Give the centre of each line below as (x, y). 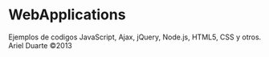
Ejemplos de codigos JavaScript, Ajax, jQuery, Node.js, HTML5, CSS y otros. (135, 37)
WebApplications (67, 15)
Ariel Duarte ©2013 (40, 45)
